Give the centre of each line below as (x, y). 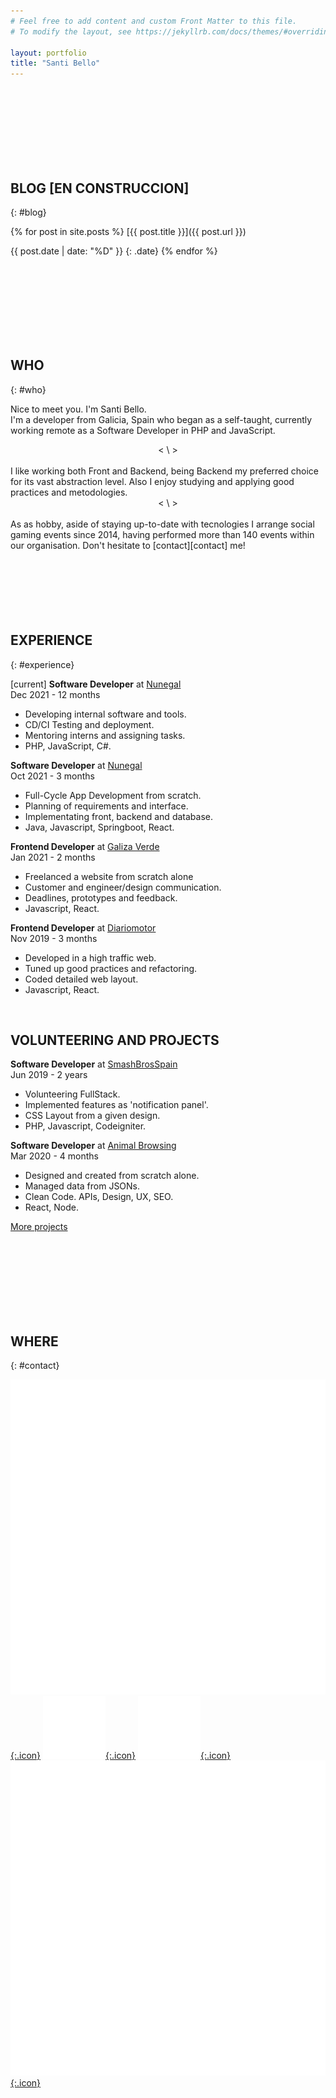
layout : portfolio (48, 53)
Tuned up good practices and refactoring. (111, 968)
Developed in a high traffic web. (90, 957)
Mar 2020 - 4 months (54, 1156)
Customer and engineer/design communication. (123, 887)
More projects (39, 1227)
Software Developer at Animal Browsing (93, 1146)
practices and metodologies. (69, 492)
